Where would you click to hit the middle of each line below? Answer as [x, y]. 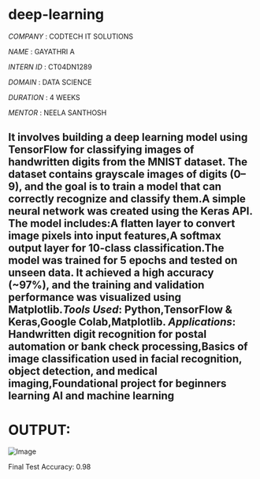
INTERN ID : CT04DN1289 [50, 67]
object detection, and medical [83, 371]
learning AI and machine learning [91, 396]
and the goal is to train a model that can [123, 187]
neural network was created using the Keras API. [130, 212]
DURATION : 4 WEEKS [44, 97]
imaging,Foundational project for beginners [117, 384]
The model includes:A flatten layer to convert [122, 223]
